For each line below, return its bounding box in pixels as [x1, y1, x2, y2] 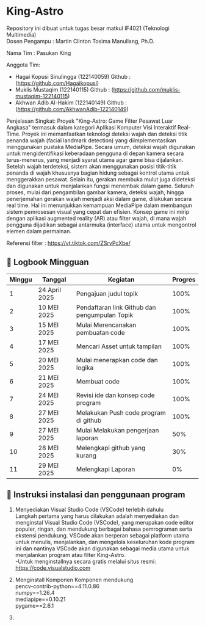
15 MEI [38, 321, 59, 329]
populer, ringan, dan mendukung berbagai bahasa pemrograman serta [15, 525, 192, 533]
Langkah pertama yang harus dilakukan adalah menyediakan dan [15, 512, 179, 520]
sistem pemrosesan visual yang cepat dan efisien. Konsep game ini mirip [6, 208, 190, 215]
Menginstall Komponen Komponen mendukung [15, 576, 134, 583]
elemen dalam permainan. [6, 227, 72, 235]
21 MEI [38, 373, 59, 382]
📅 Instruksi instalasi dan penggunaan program [6, 490, 185, 500]
